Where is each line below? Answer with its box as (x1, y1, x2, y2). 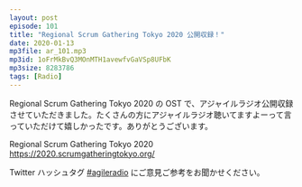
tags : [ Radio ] (9, 72, 63, 81)
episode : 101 (9, 22, 59, 31)
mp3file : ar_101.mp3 (9, 47, 87, 56)
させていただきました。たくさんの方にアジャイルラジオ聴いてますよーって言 (9, 109, 292, 120)
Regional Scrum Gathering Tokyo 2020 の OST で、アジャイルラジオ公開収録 (9, 98, 294, 108)
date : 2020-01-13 (9, 38, 75, 48)
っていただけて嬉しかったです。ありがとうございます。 (9, 120, 214, 131)
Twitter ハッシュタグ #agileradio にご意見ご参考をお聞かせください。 (9, 166, 265, 177)
